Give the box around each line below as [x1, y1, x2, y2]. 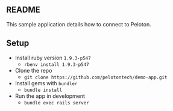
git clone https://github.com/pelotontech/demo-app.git [24, 74, 168, 80]
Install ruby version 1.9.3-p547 [14, 54, 92, 61]
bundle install [24, 87, 62, 93]
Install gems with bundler [14, 79, 78, 86]
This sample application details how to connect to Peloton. [6, 20, 152, 28]
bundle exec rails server [24, 100, 89, 106]
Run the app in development [14, 92, 86, 100]
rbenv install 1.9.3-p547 [24, 61, 89, 68]
